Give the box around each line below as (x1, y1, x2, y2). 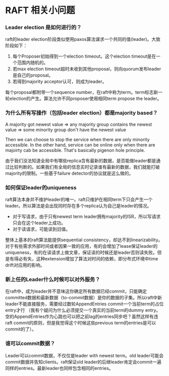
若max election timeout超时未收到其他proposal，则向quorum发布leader (12, 66, 161, 72)
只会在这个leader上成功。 (12, 220, 66, 226)
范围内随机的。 (17, 60, 48, 66)
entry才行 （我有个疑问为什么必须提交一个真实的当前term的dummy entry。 (5, 307, 161, 313)
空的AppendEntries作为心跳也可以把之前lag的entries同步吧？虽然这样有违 (5, 313, 158, 319)
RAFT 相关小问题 (5, 5, 76, 16)
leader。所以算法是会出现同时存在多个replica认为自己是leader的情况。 (5, 203, 152, 209)
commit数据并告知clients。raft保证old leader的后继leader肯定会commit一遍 (5, 359, 161, 365)
